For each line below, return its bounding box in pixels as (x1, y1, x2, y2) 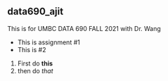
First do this (17, 59, 53, 68)
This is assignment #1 (17, 38, 81, 46)
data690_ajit (7, 6, 64, 18)
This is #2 (17, 45, 46, 54)
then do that (17, 66, 53, 75)
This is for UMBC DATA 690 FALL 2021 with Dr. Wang (7, 24, 162, 32)
